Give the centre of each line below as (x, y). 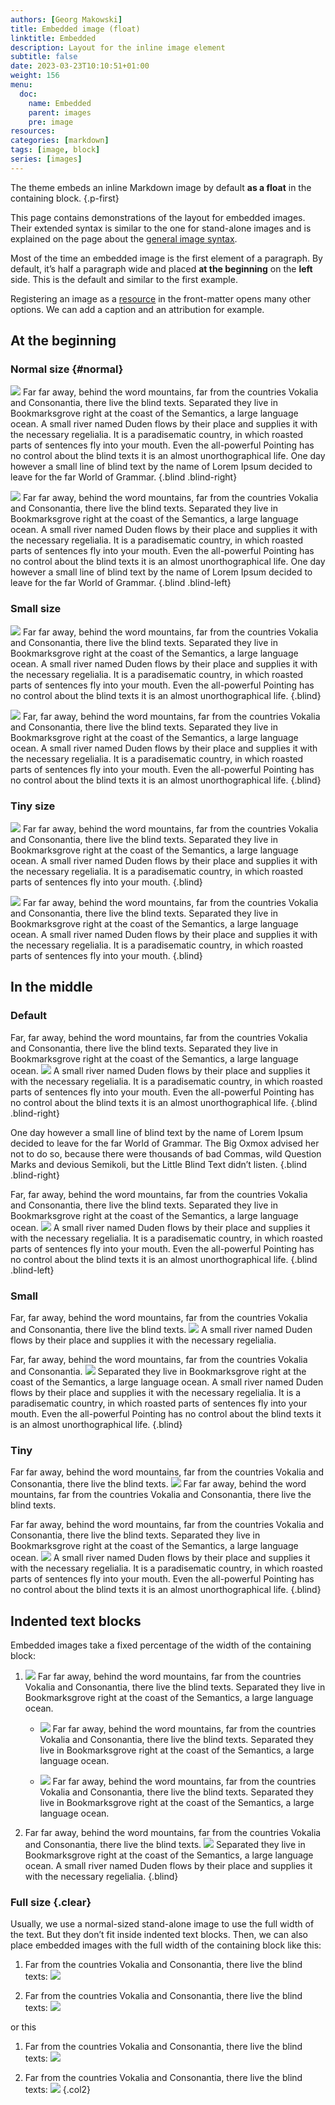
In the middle (51, 987)
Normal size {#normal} (67, 369)
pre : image (51, 122)
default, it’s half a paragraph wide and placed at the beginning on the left (161, 268)
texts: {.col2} (58, 2090)
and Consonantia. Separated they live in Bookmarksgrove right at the (158, 1372)
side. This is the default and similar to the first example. (124, 279)
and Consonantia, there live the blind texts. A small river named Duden (161, 1330)
